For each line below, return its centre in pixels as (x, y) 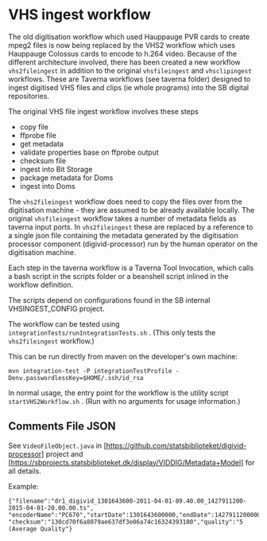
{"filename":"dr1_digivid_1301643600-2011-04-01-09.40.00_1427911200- (128, 501)
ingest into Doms (47, 186)
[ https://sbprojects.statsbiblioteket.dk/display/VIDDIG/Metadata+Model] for (132, 462)
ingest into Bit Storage (56, 169)
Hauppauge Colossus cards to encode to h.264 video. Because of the (122, 53)
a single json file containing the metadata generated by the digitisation (123, 235)
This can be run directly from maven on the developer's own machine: (123, 356)
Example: (23, 486)
